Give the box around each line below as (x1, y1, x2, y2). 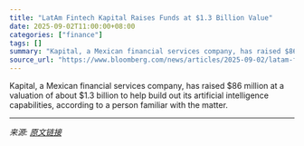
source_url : (9, 55, 54, 64)
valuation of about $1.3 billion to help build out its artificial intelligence (9, 90, 270, 101)
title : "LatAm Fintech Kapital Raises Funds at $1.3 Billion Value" (9, 13, 273, 23)
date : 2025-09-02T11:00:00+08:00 (9, 22, 136, 31)
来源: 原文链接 (9, 127, 62, 137)
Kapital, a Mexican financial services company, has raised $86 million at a (9, 81, 285, 91)
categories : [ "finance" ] (9, 30, 103, 39)
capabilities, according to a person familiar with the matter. (9, 100, 229, 110)
